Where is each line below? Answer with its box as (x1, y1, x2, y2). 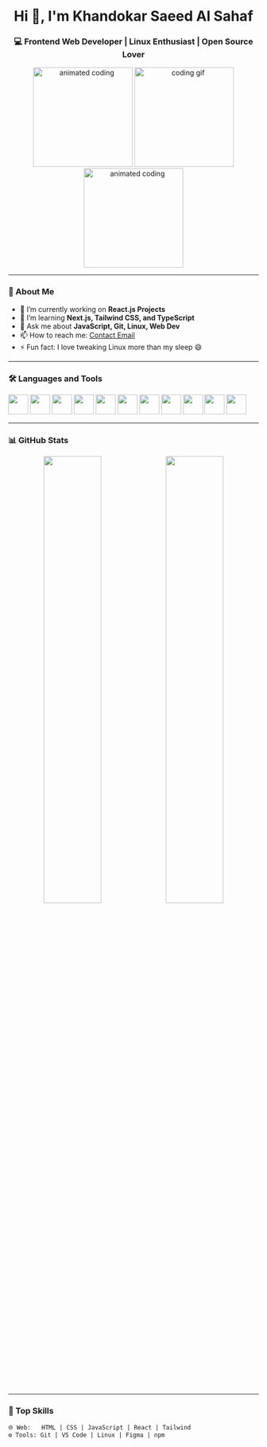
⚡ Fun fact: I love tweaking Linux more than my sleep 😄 (19, 342, 203, 352)
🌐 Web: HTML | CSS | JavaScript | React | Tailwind (8, 1423, 192, 1431)
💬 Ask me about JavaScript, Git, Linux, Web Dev (19, 321, 180, 331)
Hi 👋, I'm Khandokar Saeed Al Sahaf (14, 7, 253, 25)
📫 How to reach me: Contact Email (19, 330, 135, 340)
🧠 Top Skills (8, 1406, 54, 1417)
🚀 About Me (8, 286, 55, 298)
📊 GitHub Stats (8, 435, 69, 445)
